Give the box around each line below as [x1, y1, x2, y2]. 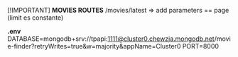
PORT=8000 [182, 42, 219, 50]
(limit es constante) [7, 13, 64, 22]
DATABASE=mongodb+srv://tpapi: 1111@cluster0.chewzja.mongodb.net [7, 34, 215, 43]
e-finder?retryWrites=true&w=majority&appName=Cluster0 [7, 42, 181, 50]
